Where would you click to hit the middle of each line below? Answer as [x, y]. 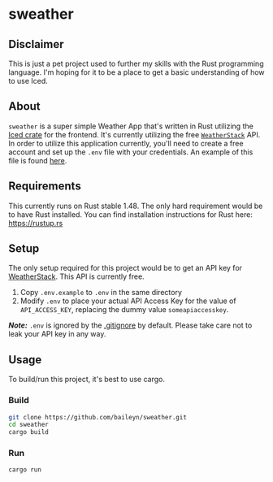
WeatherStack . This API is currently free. [76, 276]
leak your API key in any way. [57, 334]
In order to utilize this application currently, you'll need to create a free [126, 143]
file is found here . [38, 160]
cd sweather [28, 425]
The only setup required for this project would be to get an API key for [125, 268]
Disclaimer [36, 44]
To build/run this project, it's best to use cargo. [87, 380]
